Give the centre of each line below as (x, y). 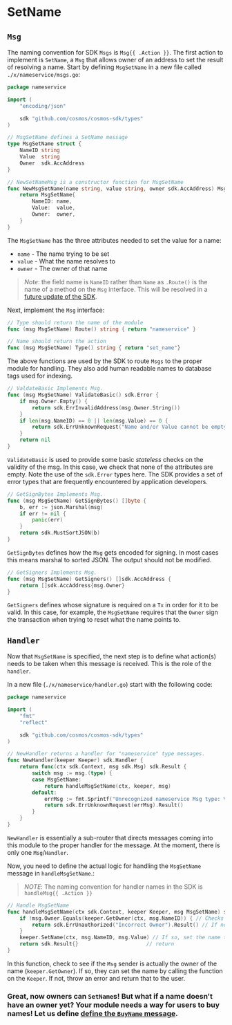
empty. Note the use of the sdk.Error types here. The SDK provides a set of (115, 474)
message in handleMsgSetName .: (51, 873)
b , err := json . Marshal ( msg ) (61, 507)
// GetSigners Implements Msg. (52, 572)
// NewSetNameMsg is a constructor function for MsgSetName (96, 182)
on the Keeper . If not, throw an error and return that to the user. (96, 978)
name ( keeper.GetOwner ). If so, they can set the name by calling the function (115, 971)
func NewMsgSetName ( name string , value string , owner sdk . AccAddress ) (111, 188)
